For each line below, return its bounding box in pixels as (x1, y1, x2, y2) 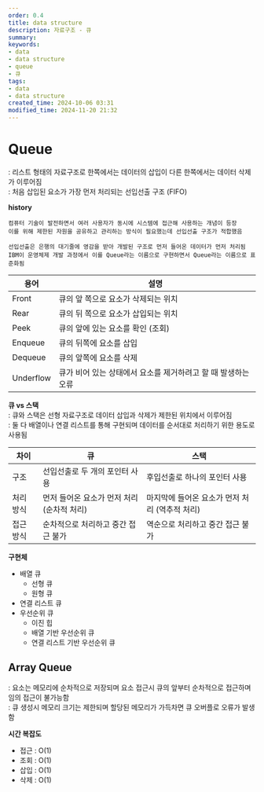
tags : (8, 77, 26, 85)
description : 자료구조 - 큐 (8, 26, 92, 34)
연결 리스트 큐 (19, 598, 62, 607)
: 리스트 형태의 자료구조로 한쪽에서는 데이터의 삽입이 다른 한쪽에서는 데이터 (8, 167, 237, 177)
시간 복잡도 (8, 728, 42, 739)
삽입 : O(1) (19, 765, 53, 775)
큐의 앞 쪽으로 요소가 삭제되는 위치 (58, 293, 178, 304)
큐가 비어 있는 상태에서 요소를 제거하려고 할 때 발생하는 (58, 367, 250, 378)
